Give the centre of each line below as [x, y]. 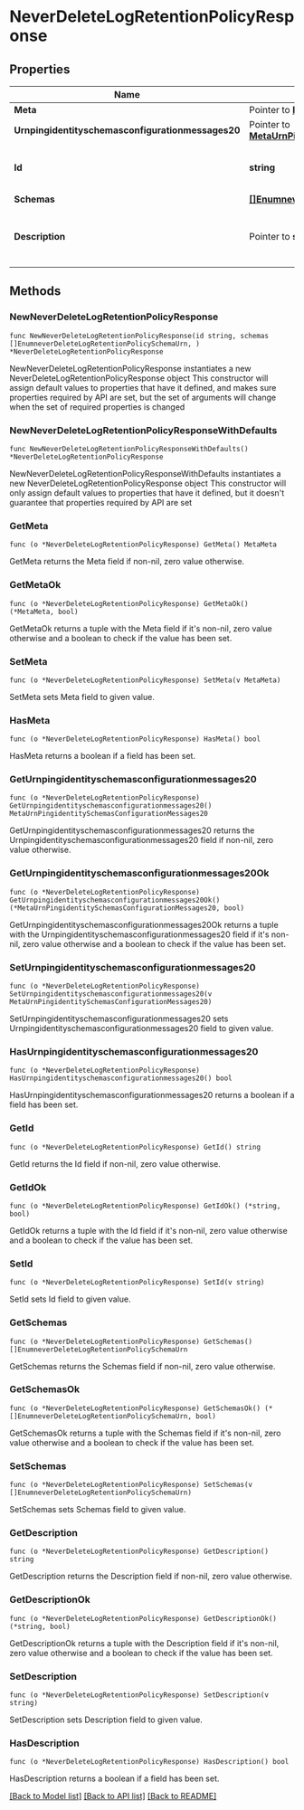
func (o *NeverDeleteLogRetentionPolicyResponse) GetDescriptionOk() [143, 1618]
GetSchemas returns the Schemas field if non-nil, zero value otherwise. [142, 1366]
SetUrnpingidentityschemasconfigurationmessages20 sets [119, 1019]
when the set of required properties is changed [97, 407]
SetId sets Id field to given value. [70, 1299]
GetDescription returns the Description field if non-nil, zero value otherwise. [151, 1577]
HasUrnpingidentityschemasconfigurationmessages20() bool [121, 1078]
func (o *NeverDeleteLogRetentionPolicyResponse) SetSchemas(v [131, 1485]
